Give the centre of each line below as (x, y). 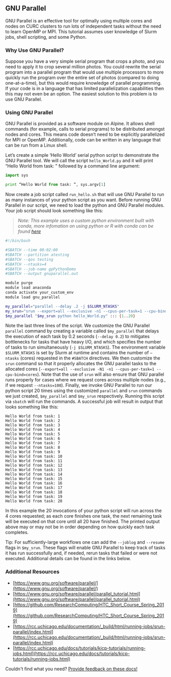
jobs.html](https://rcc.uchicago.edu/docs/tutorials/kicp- (71, 654)
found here (29, 231)
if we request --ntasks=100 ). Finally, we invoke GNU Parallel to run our (79, 385)
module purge (19, 283)
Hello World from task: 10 (34, 456)
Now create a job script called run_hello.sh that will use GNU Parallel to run (85, 195)
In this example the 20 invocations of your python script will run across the (83, 511)
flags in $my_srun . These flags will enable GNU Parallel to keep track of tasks (85, 548)
